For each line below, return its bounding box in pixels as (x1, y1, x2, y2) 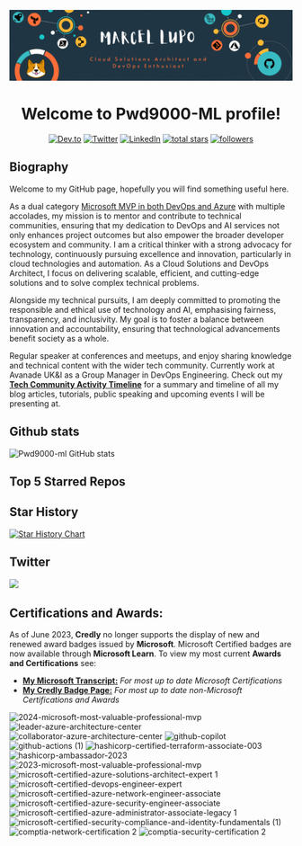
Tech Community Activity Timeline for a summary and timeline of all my (9, 378, 280, 389)
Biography (9, 159, 69, 175)
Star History (9, 504, 79, 520)
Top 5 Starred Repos (9, 474, 126, 489)
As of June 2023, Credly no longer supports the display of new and (9, 629, 261, 640)
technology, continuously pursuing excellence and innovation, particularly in (9, 248, 292, 259)
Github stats (9, 424, 80, 440)
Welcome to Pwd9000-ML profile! (21, 104, 281, 124)
